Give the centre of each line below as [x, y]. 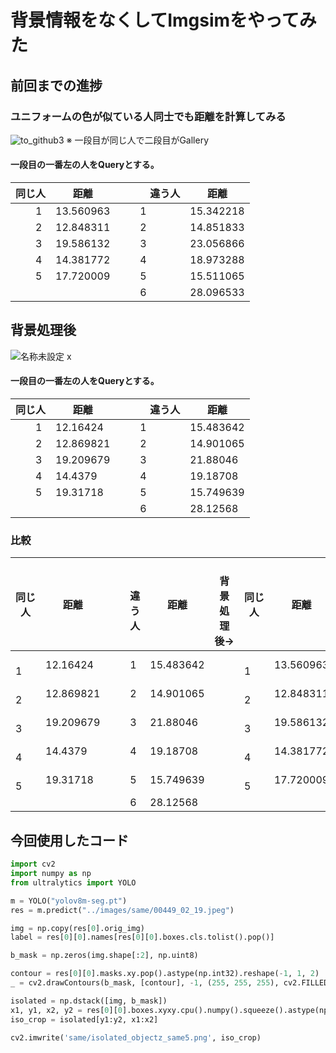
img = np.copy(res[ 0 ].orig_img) [77, 928]
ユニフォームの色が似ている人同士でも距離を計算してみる [148, 116]
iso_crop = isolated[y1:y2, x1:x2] [84, 1019]
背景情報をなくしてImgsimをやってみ [163, 20]
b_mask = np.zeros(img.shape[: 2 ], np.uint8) [104, 956]
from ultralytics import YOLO [73, 882]
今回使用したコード [69, 840]
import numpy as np [51, 874]
